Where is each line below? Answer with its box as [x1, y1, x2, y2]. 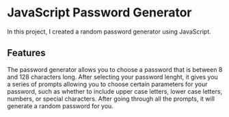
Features [7, 47, 46, 59]
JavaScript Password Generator [7, 5, 193, 21]
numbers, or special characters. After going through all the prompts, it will [7, 94, 215, 103]
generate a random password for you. [7, 101, 114, 110]
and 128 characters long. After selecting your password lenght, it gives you [7, 73, 219, 81]
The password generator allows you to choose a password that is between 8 [7, 65, 223, 73]
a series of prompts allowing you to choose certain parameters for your [7, 80, 208, 88]
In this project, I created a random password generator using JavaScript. [7, 27, 212, 36]
